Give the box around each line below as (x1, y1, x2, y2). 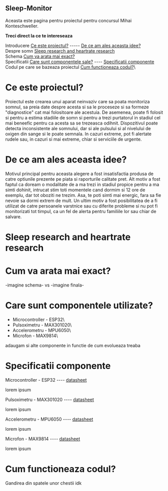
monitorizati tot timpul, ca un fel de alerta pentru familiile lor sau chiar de (5, 208, 157, 214)
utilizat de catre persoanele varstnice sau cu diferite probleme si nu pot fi (5, 202, 158, 209)
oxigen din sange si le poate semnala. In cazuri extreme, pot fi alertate (5, 131, 152, 137)
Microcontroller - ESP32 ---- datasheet (5, 377, 87, 383)
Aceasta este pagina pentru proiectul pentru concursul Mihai (5, 17, 132, 23)
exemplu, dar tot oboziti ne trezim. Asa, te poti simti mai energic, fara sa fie (5, 192, 161, 198)
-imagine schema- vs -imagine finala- (5, 282, 85, 288)
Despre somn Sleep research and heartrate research (5, 48, 115, 54)
